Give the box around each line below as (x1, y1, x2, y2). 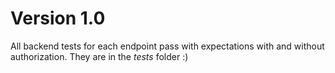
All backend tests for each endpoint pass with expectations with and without (10, 40, 325, 52)
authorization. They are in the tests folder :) (10, 50, 189, 62)
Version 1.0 (10, 7, 106, 30)
